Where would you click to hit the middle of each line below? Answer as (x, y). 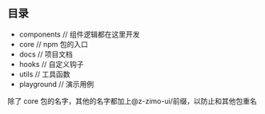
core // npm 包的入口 (54, 44)
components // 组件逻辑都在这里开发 (79, 34)
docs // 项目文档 (46, 54)
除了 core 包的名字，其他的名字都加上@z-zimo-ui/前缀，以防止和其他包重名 (132, 100)
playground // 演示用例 (56, 84)
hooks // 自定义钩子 (51, 64)
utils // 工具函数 (44, 74)
